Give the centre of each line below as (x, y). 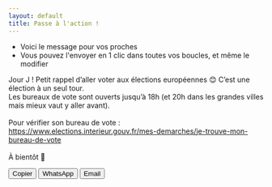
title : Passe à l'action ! (54, 23)
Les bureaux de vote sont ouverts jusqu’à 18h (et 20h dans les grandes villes (136, 96)
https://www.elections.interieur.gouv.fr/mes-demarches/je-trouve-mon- (128, 131)
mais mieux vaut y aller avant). (59, 105)
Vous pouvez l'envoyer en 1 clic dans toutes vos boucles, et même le (134, 55)
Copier (23, 174)
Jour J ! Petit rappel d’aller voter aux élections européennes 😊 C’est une (129, 79)
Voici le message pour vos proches (79, 46)
